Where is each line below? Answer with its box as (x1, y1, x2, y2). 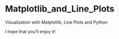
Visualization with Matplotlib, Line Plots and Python (5, 19, 108, 25)
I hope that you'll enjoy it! (5, 28, 56, 34)
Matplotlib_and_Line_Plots (5, 3, 115, 14)
